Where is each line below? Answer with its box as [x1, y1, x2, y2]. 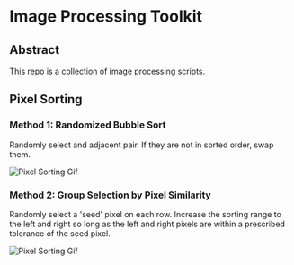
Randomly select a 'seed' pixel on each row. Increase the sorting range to [9, 208, 281, 219]
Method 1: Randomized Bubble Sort [9, 119, 166, 131]
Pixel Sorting [9, 92, 83, 107]
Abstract [9, 42, 60, 57]
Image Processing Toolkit [9, 6, 203, 27]
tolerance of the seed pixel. [9, 227, 111, 239]
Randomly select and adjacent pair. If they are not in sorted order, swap [9, 139, 274, 150]
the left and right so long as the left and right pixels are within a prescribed [9, 218, 286, 229]
